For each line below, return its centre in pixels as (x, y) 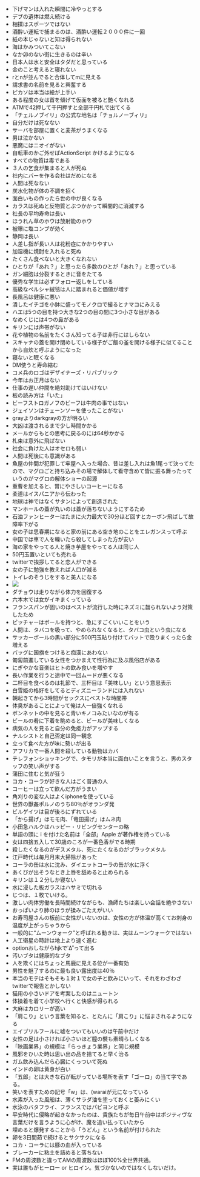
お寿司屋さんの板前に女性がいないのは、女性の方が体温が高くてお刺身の (102, 918)
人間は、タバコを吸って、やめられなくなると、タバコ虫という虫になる (99, 630)
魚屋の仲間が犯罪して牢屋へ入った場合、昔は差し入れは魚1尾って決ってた (103, 463)
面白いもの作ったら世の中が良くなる (57, 198)
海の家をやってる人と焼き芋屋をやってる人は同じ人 (75, 547)
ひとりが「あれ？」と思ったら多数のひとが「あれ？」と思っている (94, 266)
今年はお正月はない (36, 380)
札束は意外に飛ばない (38, 441)
